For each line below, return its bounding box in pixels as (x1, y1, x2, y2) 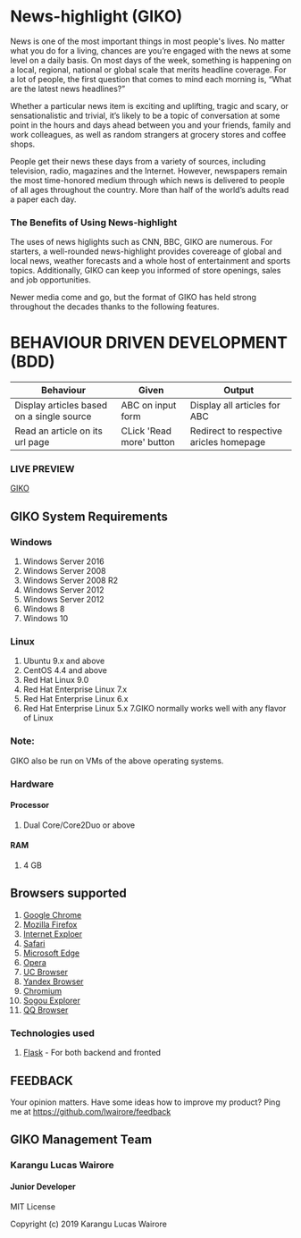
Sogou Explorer (22, 995, 81, 1006)
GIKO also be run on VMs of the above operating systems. (10, 755, 224, 766)
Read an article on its (14, 425, 104, 437)
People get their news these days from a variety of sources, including (10, 156, 266, 166)
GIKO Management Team (10, 1133, 153, 1148)
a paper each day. (10, 194, 77, 205)
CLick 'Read (121, 425, 172, 437)
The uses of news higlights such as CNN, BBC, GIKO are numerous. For (10, 237, 273, 248)
